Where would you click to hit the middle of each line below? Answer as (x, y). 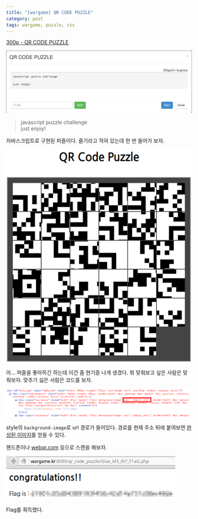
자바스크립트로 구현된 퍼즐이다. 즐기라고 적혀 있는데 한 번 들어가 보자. (85, 141)
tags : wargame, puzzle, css (41, 25)
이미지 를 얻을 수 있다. (41, 435)
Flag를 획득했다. (25, 510)
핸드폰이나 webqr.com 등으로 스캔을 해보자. (57, 448)
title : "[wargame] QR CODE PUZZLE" (50, 12)
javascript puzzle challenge (54, 122)
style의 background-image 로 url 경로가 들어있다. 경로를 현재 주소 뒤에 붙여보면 (96, 428)
